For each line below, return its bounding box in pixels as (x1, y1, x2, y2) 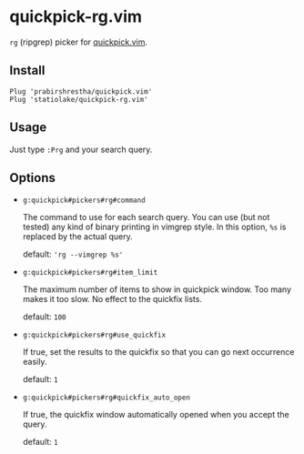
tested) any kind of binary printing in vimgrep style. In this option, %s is (22, 221, 287, 233)
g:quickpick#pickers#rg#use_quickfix (22, 330, 167, 340)
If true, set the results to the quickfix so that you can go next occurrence (22, 347, 295, 358)
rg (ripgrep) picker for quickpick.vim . (9, 36, 148, 47)
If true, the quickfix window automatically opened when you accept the (22, 409, 289, 420)
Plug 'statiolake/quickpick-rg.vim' (9, 95, 148, 104)
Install (9, 63, 46, 78)
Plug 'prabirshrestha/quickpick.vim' (9, 86, 153, 96)
